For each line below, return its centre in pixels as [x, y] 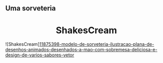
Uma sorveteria [31, 8]
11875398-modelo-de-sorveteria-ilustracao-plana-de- [97, 44]
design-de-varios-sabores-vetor [40, 55]
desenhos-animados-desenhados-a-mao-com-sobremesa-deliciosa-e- [81, 50]
